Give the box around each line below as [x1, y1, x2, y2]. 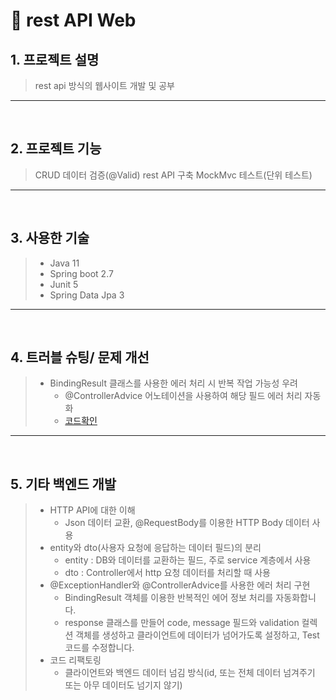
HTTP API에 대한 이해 [49, 504, 136, 516]
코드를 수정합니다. [64, 642, 135, 654]
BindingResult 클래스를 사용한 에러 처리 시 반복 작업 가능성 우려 [49, 377, 298, 389]
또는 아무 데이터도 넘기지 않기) [64, 679, 183, 691]
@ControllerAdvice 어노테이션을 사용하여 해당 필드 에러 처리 [64, 390, 303, 402]
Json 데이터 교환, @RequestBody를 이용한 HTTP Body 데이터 [64, 517, 310, 529]
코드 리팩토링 [49, 654, 102, 666]
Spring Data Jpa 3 [49, 289, 125, 301]
